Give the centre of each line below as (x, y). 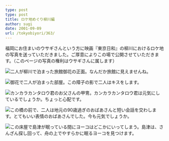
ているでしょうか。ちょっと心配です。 (45, 99)
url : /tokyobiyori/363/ (30, 33)
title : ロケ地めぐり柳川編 (30, 19)
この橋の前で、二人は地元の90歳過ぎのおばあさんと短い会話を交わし (81, 110)
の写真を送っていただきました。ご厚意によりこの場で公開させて (71, 54)
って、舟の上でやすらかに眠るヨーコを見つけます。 (84, 133)
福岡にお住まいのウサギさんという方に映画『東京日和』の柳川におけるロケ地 (84, 48)
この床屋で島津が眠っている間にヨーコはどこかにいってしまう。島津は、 (85, 127)
